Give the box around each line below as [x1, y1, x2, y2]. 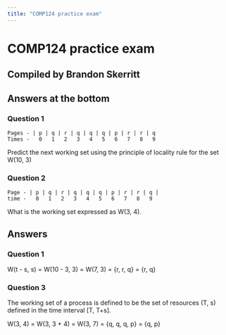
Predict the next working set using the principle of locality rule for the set [7, 148, 220, 156]
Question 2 [7, 173, 46, 183]
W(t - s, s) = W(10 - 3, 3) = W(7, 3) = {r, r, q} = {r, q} [7, 265, 156, 273]
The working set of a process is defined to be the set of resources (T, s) [7, 298, 216, 307]
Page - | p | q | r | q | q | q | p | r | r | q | [7, 189, 159, 196]
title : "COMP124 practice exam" [7, 10, 102, 18]
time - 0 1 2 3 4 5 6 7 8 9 [7, 195, 153, 203]
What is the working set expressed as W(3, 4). [7, 208, 142, 216]
